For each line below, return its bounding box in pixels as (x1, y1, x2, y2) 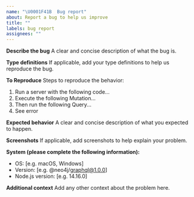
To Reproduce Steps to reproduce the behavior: (6, 77, 124, 84)
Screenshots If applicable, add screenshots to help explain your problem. (6, 137, 187, 144)
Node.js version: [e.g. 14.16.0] (14, 173, 88, 180)
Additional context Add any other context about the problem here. (6, 184, 170, 192)
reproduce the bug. (6, 65, 54, 72)
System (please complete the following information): (6, 149, 140, 156)
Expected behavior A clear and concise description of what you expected (6, 119, 189, 126)
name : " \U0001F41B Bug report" (6, 8, 87, 15)
